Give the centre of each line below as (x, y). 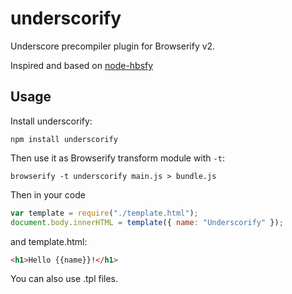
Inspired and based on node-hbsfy (82, 65)
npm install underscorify (64, 139)
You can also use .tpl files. (64, 279)
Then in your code (48, 194)
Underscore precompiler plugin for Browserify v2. (113, 46)
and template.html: (49, 241)
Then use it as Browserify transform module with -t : (117, 158)
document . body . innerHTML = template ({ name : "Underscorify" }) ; (147, 222)
